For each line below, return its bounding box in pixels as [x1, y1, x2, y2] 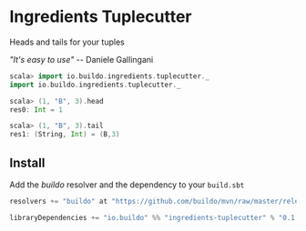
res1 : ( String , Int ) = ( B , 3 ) [9, 130, 120, 139]
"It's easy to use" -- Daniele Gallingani [9, 54, 154, 65]
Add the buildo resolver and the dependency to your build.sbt [9, 179, 245, 190]
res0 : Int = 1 [9, 105, 64, 115]
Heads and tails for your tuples [9, 36, 125, 47]
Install [9, 155, 46, 170]
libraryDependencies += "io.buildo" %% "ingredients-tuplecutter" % [9, 213, 275, 222]
